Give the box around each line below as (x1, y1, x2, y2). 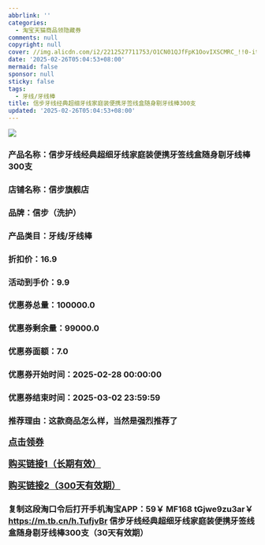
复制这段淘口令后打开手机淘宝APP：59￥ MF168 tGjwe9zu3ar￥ (8, 503, 254, 514)
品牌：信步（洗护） (8, 207, 81, 218)
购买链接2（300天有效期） (8, 480, 121, 491)
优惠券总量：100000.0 (8, 300, 95, 311)
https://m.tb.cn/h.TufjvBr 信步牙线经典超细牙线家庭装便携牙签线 (8, 515, 255, 526)
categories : (8, 19, 47, 27)
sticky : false (8, 77, 55, 85)
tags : (8, 84, 26, 93)
